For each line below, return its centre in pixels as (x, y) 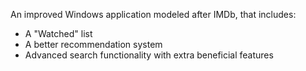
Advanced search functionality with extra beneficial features (149, 55)
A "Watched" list (58, 33)
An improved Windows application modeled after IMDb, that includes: (153, 14)
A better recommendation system (93, 44)
